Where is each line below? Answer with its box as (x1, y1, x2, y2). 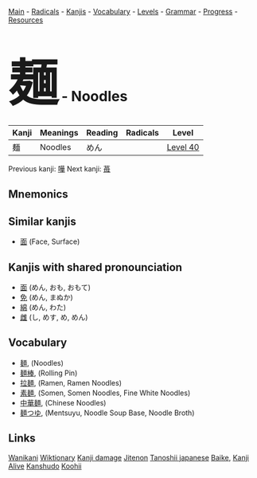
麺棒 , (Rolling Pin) (19, 368, 78, 378)
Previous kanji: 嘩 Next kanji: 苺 (8, 163, 111, 174)
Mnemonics (8, 187, 69, 202)
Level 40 (166, 141, 200, 152)
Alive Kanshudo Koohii (8, 461, 82, 471)
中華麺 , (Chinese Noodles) (19, 398, 107, 407)
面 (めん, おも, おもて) (19, 282, 92, 292)
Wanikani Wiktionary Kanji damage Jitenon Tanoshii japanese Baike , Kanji (8, 453, 249, 462)
